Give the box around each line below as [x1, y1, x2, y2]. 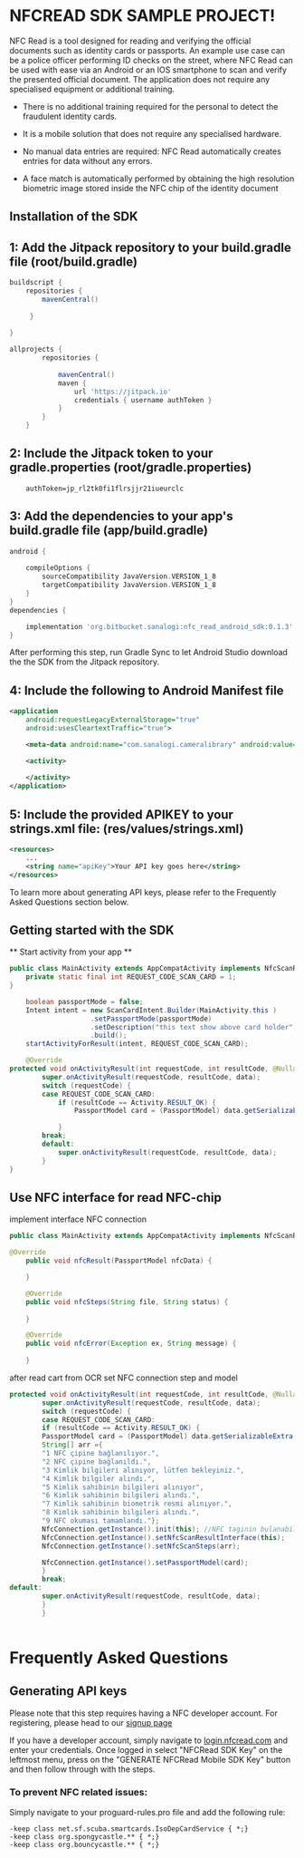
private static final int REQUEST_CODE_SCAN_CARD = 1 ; [25, 973, 237, 982]
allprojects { [9, 345, 63, 354]
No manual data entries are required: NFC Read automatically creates [22, 146, 282, 157]
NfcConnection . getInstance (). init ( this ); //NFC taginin [42, 1524, 257, 1534]
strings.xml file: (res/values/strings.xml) [9, 821, 244, 837]
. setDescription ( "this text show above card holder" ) [90, 1022, 298, 1031]
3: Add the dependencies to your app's [9, 508, 233, 524]
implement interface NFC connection [9, 1214, 147, 1224]
